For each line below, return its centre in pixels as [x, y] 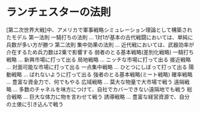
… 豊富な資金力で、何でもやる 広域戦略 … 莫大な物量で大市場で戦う [90, 81]
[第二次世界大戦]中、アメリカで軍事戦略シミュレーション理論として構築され [99, 30]
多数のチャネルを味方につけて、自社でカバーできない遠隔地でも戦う [102, 89]
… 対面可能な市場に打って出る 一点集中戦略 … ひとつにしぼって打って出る [97, 67]
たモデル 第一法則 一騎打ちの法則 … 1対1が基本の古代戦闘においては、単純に [100, 37]
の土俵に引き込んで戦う [35, 104]
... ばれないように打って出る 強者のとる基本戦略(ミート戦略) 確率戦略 [108, 74]
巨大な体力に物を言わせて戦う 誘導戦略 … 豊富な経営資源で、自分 [109, 96]
